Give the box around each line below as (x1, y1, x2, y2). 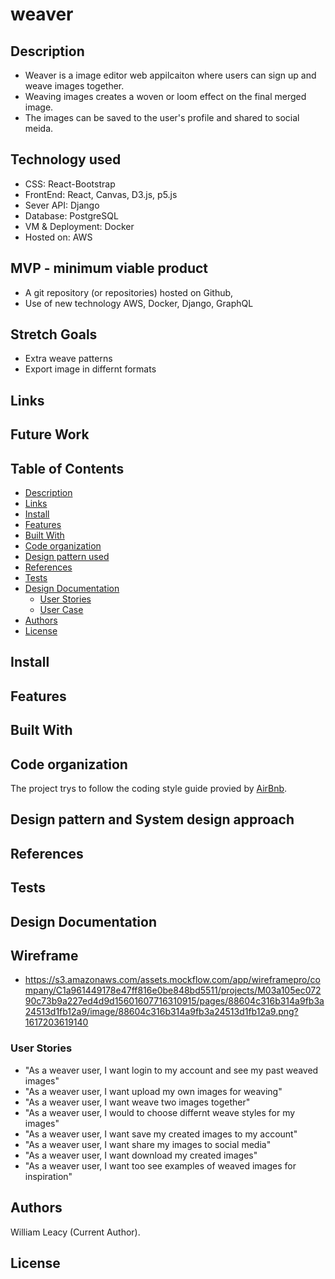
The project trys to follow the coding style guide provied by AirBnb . (10, 783, 288, 795)
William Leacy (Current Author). (10, 1226, 141, 1238)
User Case (39, 604, 84, 616)
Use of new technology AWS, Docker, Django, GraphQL (24, 297, 254, 309)
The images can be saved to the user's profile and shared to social (24, 112, 300, 123)
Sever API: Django (24, 199, 100, 211)
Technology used (10, 151, 122, 168)
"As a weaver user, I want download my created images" (24, 1149, 258, 1161)
